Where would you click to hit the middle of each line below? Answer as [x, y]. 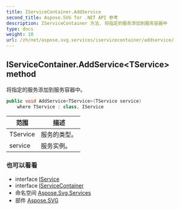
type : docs [20, 29]
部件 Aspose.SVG [37, 200]
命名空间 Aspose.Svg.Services [53, 192]
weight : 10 [20, 35]
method [21, 74]
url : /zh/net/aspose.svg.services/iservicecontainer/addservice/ [90, 40]
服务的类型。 [59, 134]
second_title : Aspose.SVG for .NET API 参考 [62, 18]
